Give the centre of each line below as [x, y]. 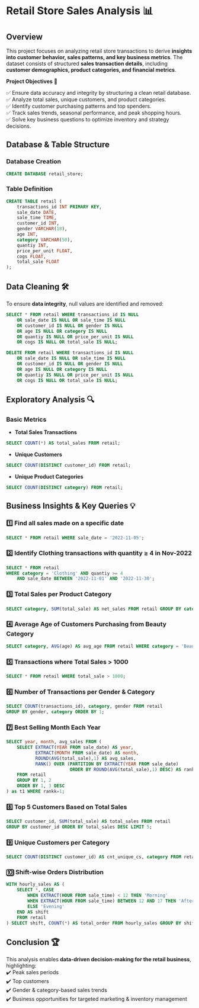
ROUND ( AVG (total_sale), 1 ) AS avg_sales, [86, 758]
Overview [25, 36]
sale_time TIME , [37, 218]
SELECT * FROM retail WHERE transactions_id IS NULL [73, 315]
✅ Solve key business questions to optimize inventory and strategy [88, 119]
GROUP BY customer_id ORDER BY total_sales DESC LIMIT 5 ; [79, 827]
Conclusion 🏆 [33, 942]
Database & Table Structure [58, 145]
